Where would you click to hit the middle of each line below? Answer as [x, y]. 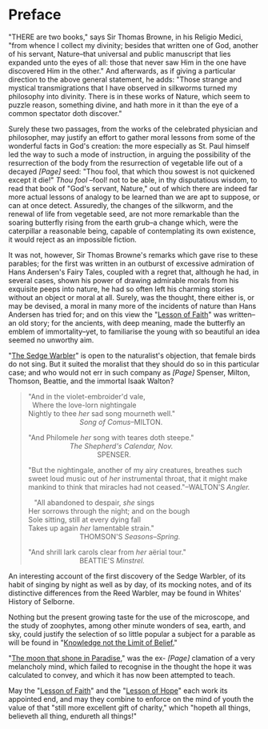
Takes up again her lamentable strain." [91, 528]
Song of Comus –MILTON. [121, 422]
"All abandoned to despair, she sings [94, 503]
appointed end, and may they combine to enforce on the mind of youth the [131, 699]
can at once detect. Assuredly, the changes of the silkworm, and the [121, 205]
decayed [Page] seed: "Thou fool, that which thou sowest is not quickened [132, 171]
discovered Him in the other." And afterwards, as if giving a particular [122, 70]
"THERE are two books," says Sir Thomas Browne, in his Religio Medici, [126, 37]
